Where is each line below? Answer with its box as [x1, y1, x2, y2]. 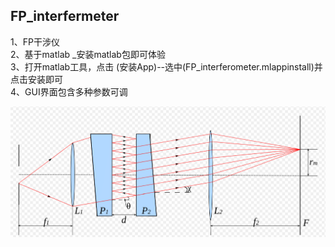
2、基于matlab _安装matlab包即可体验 [10, 48, 166, 60]
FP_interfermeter [10, 8, 120, 25]
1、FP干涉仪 [10, 35, 60, 48]
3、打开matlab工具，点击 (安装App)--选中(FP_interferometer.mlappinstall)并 [10, 60, 323, 73]
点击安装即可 [10, 73, 63, 85]
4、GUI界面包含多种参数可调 [10, 85, 128, 98]
